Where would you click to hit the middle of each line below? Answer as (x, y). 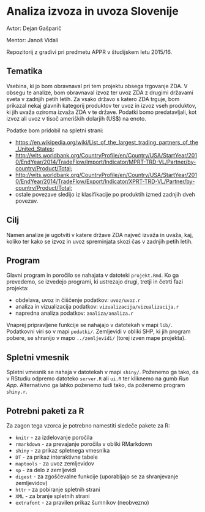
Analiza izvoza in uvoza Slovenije (92, 11)
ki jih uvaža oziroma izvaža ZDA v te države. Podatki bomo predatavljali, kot (102, 112)
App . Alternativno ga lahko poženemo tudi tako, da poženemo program (96, 385)
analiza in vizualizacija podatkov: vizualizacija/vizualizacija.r (97, 307)
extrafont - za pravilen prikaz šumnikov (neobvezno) (82, 503)
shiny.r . (17, 392)
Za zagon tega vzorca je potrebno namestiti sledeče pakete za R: (88, 426)
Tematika (24, 71)
